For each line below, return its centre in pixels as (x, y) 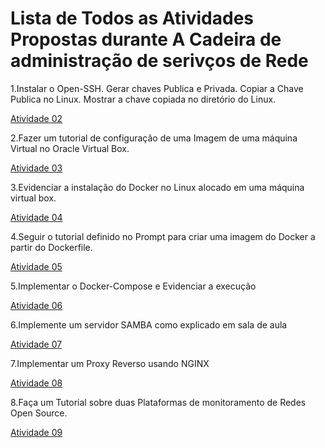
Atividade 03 (36, 168)
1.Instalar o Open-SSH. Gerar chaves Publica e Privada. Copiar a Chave (157, 88)
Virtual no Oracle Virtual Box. (70, 148)
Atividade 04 (36, 217)
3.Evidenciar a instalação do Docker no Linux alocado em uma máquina (157, 187)
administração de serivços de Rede (159, 61)
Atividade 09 (36, 432)
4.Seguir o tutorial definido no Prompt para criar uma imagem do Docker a (163, 236)
